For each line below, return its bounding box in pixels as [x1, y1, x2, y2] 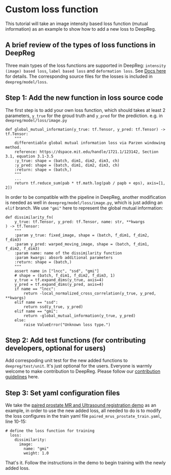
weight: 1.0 [23, 451, 50, 456]
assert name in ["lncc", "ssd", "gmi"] [14, 268, 100, 274]
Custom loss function [5, 4, 99, 15]
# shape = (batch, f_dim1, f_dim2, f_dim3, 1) [14, 273, 115, 278]
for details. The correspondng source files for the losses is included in [5, 73, 153, 79]
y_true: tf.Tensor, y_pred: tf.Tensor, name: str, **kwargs [14, 219, 145, 224]
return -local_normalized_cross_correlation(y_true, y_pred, [23, 290, 157, 296]
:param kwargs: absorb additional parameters [14, 255, 113, 260]
